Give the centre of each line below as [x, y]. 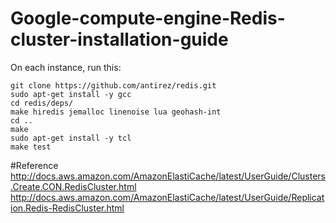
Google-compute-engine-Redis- [148, 18]
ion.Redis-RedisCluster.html [67, 208]
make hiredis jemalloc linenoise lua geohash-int [116, 112]
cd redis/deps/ [42, 103]
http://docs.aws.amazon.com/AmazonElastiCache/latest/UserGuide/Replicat [167, 197]
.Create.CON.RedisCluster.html [73, 186]
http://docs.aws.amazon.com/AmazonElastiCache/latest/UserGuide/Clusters [168, 176]
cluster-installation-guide [119, 39]
